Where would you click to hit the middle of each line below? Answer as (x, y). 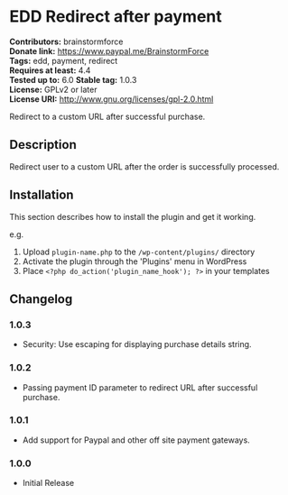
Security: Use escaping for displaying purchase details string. (137, 344)
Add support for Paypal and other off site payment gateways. (136, 440)
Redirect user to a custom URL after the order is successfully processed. (144, 166)
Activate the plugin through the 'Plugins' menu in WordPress (135, 261)
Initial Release (48, 483)
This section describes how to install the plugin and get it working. (133, 216)
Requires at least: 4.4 (50, 70)
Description (43, 145)
